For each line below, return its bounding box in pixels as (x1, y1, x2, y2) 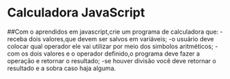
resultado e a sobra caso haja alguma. (7, 64, 116, 72)
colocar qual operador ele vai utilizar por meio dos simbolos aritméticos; (7, 42, 213, 50)
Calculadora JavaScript (7, 5, 145, 21)
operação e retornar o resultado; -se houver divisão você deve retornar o (7, 56, 217, 65)
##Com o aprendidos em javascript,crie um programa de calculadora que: (7, 27, 219, 36)
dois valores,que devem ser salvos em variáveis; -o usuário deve (28, 34, 214, 43)
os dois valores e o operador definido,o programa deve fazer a (21, 49, 200, 58)
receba (7, 34, 28, 43)
